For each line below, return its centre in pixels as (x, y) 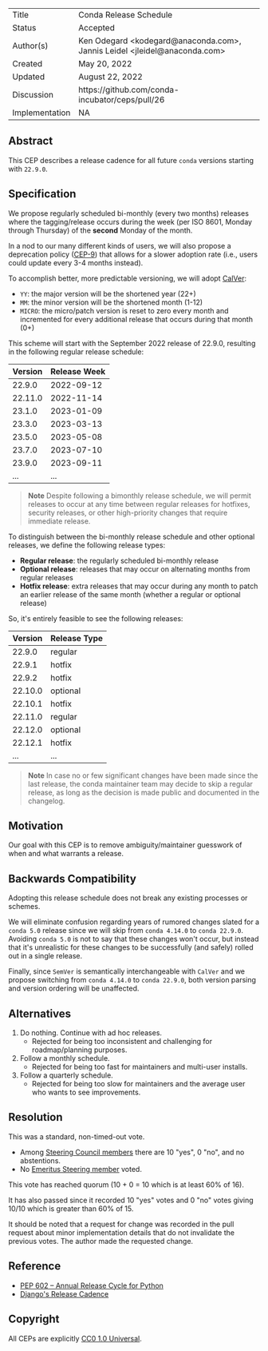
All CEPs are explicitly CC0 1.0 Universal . (75, 1338)
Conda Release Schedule (126, 15)
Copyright (34, 1319)
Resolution (35, 1117)
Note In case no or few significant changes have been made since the (143, 775)
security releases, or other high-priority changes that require (128, 512)
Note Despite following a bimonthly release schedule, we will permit (139, 496)
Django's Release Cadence (64, 1293)
